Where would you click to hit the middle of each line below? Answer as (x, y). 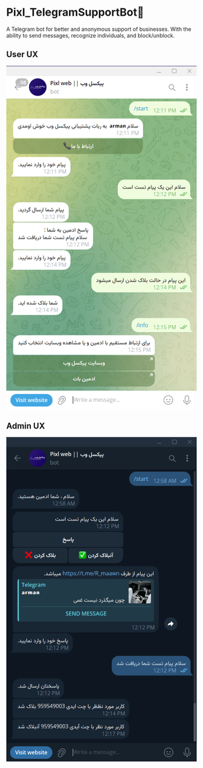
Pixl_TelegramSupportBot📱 (75, 12)
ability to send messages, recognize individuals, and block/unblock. (91, 35)
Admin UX (26, 426)
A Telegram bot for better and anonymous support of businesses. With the (99, 29)
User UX (22, 55)
